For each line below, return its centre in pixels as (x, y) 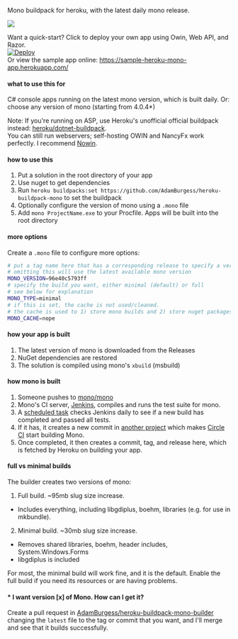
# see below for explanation (50, 292)
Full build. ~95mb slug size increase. (71, 496)
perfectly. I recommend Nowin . (52, 143)
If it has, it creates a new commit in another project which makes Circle (121, 427)
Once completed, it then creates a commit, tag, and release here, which (122, 442)
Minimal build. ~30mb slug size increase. (77, 530)
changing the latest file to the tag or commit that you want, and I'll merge (115, 621)
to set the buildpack (93, 198)
